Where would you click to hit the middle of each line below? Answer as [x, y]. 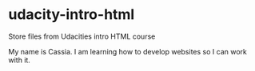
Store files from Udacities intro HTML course [82, 36]
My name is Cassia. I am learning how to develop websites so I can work [128, 51]
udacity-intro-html [72, 15]
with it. [19, 60]
